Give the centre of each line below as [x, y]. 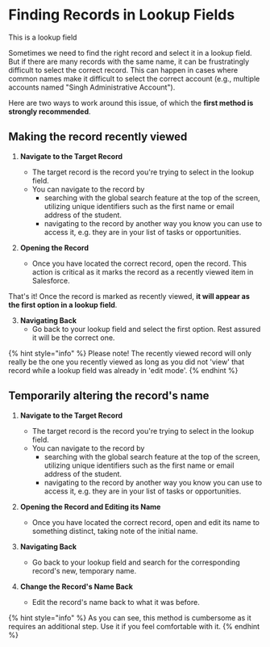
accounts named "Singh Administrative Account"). [92, 87]
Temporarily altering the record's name [109, 396]
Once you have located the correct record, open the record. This [139, 263]
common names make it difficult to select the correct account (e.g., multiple [134, 78]
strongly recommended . [50, 111]
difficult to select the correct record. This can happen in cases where [123, 69]
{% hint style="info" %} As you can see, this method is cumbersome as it [130, 618]
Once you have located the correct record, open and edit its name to [146, 522]
